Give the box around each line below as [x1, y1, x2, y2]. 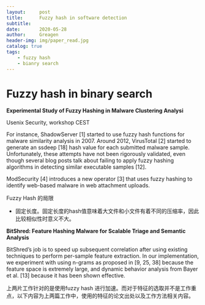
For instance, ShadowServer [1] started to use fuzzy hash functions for [6, 131, 185, 138]
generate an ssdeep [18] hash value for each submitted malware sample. [6, 144, 190, 151]
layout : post [6, 9, 51, 15]
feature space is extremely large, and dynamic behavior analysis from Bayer [6, 265, 198, 273]
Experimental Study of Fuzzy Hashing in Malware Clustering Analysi [6, 107, 184, 114]
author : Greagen [6, 32, 59, 38]
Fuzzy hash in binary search [6, 87, 153, 101]
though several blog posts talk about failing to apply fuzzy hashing [6, 157, 174, 164]
